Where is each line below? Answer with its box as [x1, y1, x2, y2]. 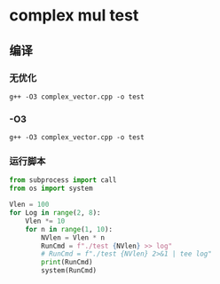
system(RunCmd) [41, 266, 98, 275]
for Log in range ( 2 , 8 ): [9, 209, 101, 217]
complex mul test [9, 5, 139, 26]
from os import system [9, 184, 93, 193]
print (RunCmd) [41, 258, 93, 267]
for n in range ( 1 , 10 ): [25, 225, 114, 233]
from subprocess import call [9, 176, 117, 185]
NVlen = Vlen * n [41, 233, 105, 242]
